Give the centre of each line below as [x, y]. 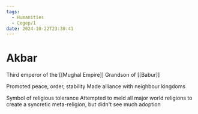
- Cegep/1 [24, 23]
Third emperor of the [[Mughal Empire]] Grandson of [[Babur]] [83, 75]
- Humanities [28, 17]
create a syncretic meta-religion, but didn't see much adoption [83, 104]
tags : [13, 12]
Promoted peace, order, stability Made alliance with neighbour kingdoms [96, 86]
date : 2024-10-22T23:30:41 [40, 28]
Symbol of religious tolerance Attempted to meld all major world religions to [99, 98]
